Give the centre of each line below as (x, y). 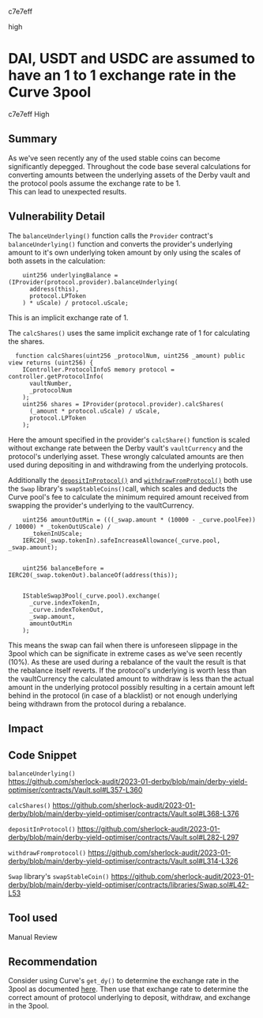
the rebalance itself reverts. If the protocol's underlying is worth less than (128, 670)
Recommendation (53, 961)
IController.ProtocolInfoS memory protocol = (99, 369)
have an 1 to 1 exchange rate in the (122, 75)
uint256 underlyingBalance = (70, 275)
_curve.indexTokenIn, (65, 603)
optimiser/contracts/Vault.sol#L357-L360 (75, 790)
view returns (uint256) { (51, 363)
